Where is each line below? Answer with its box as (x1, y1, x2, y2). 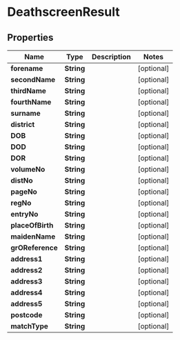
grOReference (10, 243, 58, 252)
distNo (10, 176, 33, 185)
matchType (10, 321, 48, 331)
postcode (10, 310, 43, 319)
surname (10, 108, 41, 118)
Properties (7, 32, 54, 43)
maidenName (10, 232, 56, 241)
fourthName (10, 97, 52, 107)
